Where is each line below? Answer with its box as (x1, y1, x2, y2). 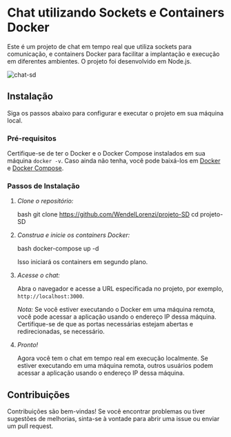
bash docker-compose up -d (17, 244, 99, 253)
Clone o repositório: (17, 197, 74, 205)
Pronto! (17, 341, 39, 349)
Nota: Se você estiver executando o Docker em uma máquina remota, (17, 306, 215, 314)
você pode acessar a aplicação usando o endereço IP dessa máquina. (17, 313, 217, 321)
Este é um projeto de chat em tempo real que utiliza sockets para (7, 42, 192, 50)
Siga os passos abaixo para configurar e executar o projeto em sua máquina (7, 109, 224, 117)
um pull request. (7, 422, 54, 430)
